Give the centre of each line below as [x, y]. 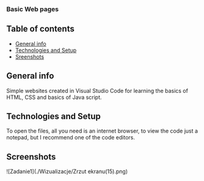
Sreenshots [30, 56]
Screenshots [31, 157]
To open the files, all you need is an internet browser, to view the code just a [102, 131]
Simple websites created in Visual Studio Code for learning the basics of [97, 90]
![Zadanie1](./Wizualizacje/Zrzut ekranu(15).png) [67, 172]
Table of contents [40, 29]
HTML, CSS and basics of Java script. [54, 97]
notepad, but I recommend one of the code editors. [71, 138]
